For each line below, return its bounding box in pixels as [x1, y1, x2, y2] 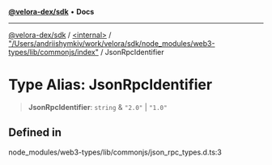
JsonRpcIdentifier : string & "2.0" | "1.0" [28, 102, 168, 112]
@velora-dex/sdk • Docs [8, 7, 95, 16]
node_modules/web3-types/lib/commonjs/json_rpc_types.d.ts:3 [8, 147, 223, 157]
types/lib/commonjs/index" [8, 48, 99, 57]
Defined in [8, 125, 62, 140]
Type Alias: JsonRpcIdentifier [8, 76, 213, 94]
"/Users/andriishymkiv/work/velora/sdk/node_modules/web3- [8, 39, 215, 48]
